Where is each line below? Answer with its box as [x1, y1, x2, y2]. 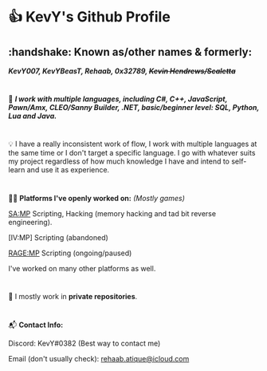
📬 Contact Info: [8, 320, 64, 330]
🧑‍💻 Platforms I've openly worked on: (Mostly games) [8, 193, 186, 203]
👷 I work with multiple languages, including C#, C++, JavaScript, [8, 94, 228, 104]
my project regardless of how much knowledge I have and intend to [8, 156, 230, 166]
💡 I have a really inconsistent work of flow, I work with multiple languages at [8, 139, 257, 149]
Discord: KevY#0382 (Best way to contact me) [8, 338, 161, 348]
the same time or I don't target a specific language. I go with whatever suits [8, 148, 256, 158]
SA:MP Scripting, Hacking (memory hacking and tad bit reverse [8, 208, 217, 218]
